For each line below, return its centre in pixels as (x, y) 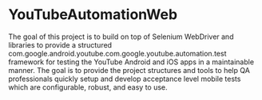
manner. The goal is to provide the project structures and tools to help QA (129, 70)
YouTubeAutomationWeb (93, 15)
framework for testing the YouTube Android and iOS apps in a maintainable (131, 62)
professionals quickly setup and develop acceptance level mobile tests (125, 79)
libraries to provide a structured (60, 44)
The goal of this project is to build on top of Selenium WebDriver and (121, 37)
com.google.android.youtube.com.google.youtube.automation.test (117, 53)
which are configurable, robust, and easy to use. (88, 87)
